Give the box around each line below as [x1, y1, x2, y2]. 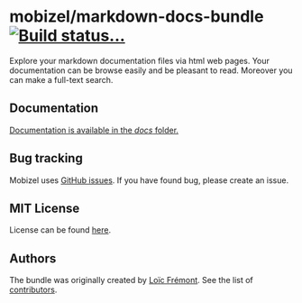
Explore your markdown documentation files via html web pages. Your [9, 55, 270, 66]
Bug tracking [9, 151, 83, 166]
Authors [9, 251, 57, 266]
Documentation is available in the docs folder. [9, 124, 178, 135]
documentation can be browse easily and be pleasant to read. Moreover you [9, 65, 293, 76]
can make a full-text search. [9, 74, 114, 85]
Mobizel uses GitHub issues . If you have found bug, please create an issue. [9, 174, 289, 186]
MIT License [9, 200, 80, 216]
